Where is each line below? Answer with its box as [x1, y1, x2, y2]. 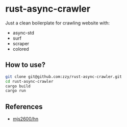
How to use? [5, 60, 46, 69]
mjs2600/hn [12, 116, 39, 122]
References [5, 102, 43, 111]
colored [12, 46, 29, 52]
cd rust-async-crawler [5, 79, 54, 84]
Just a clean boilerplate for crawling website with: [5, 20, 110, 26]
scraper [12, 40, 30, 46]
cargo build [5, 83, 31, 89]
